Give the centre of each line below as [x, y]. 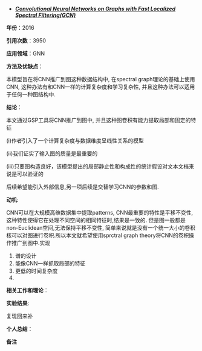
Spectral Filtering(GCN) [45, 15]
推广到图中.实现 [31, 243]
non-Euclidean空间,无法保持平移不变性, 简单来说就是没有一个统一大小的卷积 [101, 228]
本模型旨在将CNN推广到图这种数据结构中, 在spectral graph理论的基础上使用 [101, 79]
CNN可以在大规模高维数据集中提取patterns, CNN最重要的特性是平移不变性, [100, 212]
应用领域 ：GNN [26, 53]
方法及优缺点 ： [25, 66]
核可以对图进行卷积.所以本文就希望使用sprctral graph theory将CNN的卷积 [98, 235]
